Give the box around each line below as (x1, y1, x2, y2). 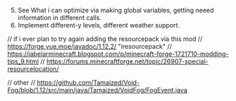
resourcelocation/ (7, 65, 59, 73)
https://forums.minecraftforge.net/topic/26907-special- (46, 57, 209, 66)
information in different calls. (17, 13, 102, 22)
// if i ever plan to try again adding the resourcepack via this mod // (7, 35, 203, 43)
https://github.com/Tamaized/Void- (36, 78, 140, 87)
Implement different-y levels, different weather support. (17, 21, 180, 29)
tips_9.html (7, 57, 39, 66)
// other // (7, 78, 35, 87)
